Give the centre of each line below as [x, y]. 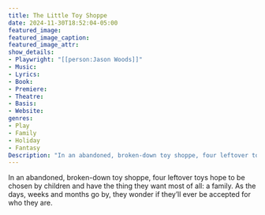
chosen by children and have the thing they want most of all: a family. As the [132, 186]
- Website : [26, 111]
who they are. [30, 203]
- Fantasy [24, 148]
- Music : [22, 67]
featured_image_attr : [44, 45]
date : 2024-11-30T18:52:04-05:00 [63, 23]
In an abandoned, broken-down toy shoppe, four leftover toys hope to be [127, 178]
